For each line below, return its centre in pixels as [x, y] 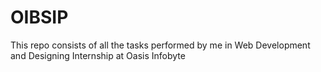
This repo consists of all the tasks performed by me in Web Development [160, 45]
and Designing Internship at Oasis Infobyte [98, 55]
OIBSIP [39, 17]
